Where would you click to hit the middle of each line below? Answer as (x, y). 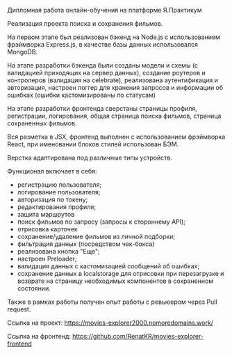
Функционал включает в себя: (52, 171)
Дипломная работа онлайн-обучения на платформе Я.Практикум (105, 10)
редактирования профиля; (56, 207)
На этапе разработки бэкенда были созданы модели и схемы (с (103, 65)
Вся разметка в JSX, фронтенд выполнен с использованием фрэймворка (116, 137)
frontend (20, 344)
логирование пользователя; (59, 192)
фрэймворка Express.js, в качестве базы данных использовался (103, 44)
